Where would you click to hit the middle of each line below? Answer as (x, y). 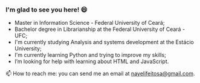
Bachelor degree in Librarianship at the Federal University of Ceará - (100, 29)
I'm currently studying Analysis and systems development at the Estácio (104, 42)
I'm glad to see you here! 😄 (47, 10)
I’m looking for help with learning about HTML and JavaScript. (92, 61)
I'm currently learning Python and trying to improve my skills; (90, 55)
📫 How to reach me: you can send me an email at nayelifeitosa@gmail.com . (100, 74)
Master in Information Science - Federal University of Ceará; (89, 23)
